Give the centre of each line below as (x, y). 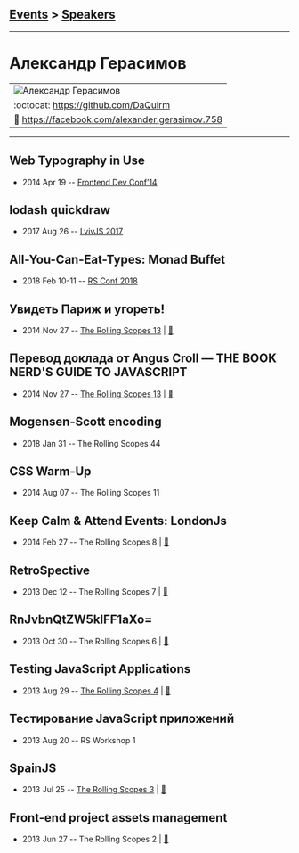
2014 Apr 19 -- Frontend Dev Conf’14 (89, 182)
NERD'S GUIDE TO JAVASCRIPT (98, 372)
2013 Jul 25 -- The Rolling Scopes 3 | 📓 (94, 790)
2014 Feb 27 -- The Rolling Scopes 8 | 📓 (95, 542)
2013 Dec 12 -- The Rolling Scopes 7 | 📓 (95, 592)
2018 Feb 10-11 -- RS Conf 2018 (80, 281)
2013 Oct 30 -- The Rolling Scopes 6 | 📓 (95, 641)
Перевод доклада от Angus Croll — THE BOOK (143, 359)
